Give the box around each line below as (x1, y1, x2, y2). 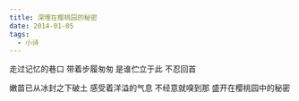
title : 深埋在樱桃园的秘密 (9, 13, 98, 22)
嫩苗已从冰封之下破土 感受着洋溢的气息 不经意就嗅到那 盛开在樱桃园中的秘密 (9, 82, 291, 94)
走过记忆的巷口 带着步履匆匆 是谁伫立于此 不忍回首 (9, 63, 197, 74)
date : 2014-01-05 (9, 21, 74, 30)
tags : (9, 29, 30, 38)
